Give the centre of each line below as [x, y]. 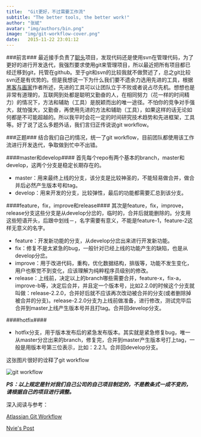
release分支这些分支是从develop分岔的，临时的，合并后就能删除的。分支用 [98, 213]
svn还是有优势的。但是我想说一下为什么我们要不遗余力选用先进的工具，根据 [100, 80]
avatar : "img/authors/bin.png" [45, 28]
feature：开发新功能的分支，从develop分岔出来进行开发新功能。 [94, 241]
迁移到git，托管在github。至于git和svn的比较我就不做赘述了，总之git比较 [101, 72]
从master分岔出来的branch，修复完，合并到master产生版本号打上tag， [102, 340]
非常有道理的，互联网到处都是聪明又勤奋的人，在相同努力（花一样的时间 [95, 95]
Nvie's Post [20, 428]
